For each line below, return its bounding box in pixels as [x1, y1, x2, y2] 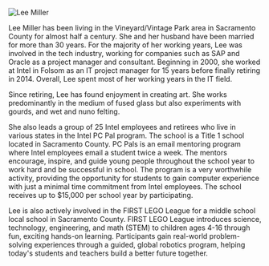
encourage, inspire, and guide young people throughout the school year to [8, 156, 255, 166]
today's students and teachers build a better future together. [8, 248, 209, 258]
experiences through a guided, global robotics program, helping [34, 240, 246, 249]
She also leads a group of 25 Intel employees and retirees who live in [8, 123, 237, 131]
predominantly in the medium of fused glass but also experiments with [8, 99, 242, 107]
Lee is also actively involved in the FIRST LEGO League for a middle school [8, 206, 256, 216]
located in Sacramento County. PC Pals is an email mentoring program [8, 139, 241, 148]
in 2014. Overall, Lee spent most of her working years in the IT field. [8, 75, 233, 83]
